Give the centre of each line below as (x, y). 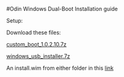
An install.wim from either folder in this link (60, 68)
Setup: (15, 20)
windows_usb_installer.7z (38, 56)
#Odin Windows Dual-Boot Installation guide (62, 9)
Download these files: (34, 32)
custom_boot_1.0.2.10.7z (37, 44)
